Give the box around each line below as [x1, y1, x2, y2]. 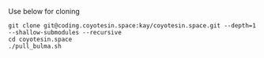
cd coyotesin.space [8, 35, 73, 43]
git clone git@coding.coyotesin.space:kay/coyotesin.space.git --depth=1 [8, 22, 257, 30]
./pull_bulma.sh [8, 42, 62, 50]
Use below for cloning [8, 7, 81, 16]
